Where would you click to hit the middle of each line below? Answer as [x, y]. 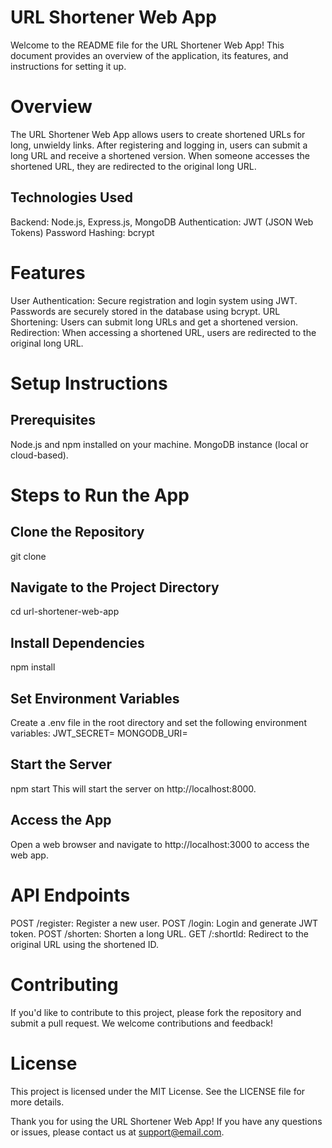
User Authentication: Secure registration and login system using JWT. [154, 300]
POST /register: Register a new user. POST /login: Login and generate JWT [164, 923]
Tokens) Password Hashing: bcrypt [82, 232]
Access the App [61, 820]
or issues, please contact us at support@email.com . [117, 1132]
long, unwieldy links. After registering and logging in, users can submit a [159, 145]
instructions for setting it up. [68, 66]
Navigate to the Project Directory [115, 587]
